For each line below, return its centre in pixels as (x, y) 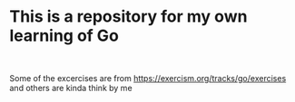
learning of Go (64, 36)
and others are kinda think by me (71, 88)
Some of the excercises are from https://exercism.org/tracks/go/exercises (148, 78)
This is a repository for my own (128, 17)
